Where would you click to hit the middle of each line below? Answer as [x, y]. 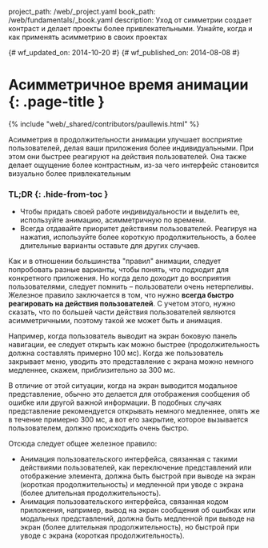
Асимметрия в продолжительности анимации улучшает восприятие [125, 139]
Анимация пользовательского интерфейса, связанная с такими [129, 459]
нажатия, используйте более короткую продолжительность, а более [138, 237]
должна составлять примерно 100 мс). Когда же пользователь [116, 353]
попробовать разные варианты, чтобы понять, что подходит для [119, 270]
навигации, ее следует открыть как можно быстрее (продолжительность [134, 345]
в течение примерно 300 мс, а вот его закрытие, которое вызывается [128, 420]
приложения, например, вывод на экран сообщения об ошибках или [138, 510]
